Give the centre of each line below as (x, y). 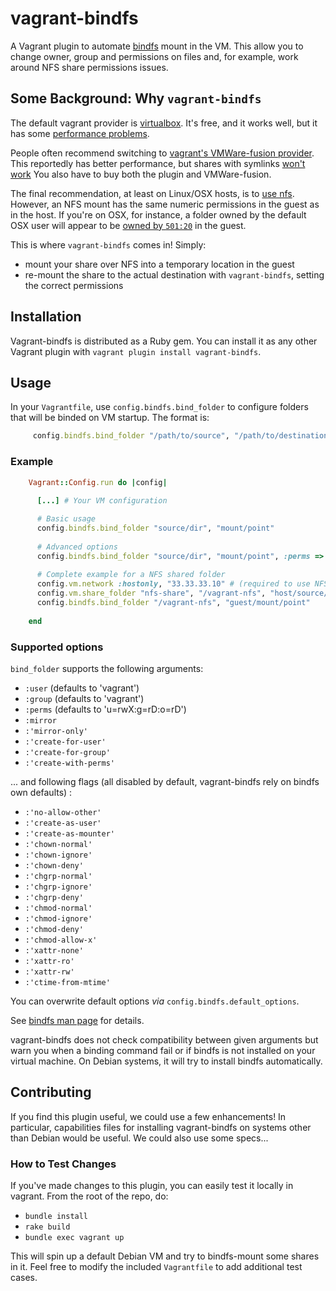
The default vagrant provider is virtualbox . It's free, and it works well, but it (164, 123)
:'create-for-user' (65, 742)
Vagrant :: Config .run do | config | (98, 482)
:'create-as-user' (63, 823)
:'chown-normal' (58, 844)
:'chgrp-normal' (58, 876)
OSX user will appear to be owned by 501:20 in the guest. (128, 225)
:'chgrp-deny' (54, 897)
